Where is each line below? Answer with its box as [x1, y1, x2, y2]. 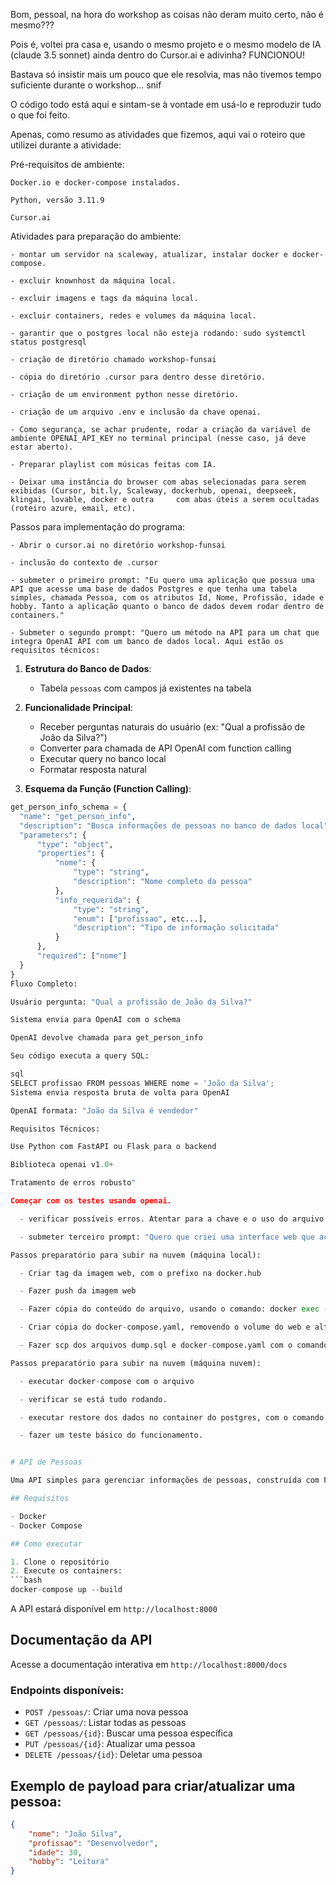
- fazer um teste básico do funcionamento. [19, 1430, 203, 1441]
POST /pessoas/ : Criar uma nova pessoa [24, 1706, 189, 1718]
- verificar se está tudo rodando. [19, 1394, 168, 1404]
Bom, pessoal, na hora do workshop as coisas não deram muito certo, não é [10, 9, 324, 20]
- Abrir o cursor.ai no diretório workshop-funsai [10, 540, 226, 550]
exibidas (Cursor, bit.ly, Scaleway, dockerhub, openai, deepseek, [10, 486, 298, 496]
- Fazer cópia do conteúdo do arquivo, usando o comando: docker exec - [19, 1304, 329, 1314]
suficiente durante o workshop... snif [10, 79, 162, 91]
